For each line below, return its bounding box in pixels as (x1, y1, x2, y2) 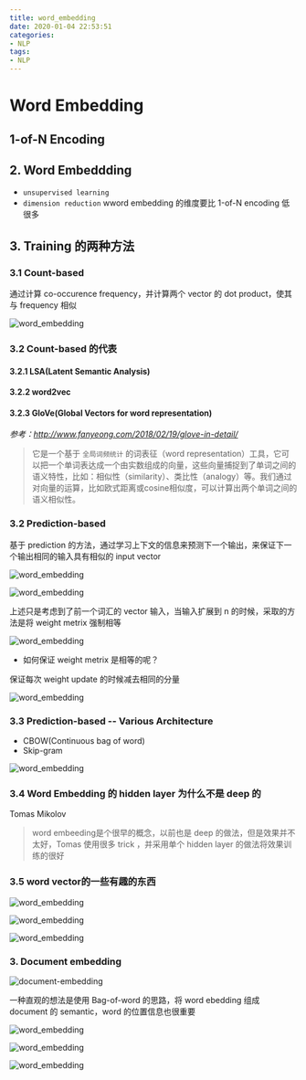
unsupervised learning (22, 188, 110, 197)
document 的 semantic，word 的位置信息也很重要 (9, 1006, 196, 1017)
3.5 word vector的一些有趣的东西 (9, 875, 157, 888)
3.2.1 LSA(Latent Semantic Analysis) (9, 365, 151, 376)
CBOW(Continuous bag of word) (22, 735, 146, 746)
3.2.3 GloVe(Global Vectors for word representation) (9, 408, 213, 418)
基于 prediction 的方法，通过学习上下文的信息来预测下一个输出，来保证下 (9, 539, 285, 550)
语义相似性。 (31, 494, 80, 505)
